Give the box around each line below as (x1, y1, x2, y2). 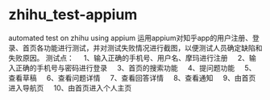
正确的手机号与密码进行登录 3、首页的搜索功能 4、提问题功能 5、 (15, 62, 256, 73)
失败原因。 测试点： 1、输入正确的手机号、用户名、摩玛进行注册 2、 (8, 53, 250, 62)
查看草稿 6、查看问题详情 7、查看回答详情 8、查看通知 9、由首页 (8, 73, 256, 82)
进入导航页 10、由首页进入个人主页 (8, 82, 132, 93)
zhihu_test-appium (8, 6, 138, 24)
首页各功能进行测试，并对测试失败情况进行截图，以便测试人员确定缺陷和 (22, 42, 263, 53)
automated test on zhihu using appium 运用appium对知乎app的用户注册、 (8, 33, 252, 42)
